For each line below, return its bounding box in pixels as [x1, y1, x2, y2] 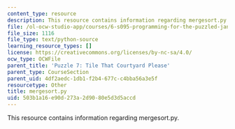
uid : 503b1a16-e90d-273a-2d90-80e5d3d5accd [7, 95, 136, 102]
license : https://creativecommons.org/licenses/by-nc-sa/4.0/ [7, 50, 192, 56]
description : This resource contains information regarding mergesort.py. [7, 17, 230, 24]
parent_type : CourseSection [7, 68, 90, 75]
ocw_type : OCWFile [7, 56, 61, 63]
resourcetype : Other [7, 82, 68, 89]
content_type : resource [7, 10, 77, 17]
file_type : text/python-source [7, 36, 99, 43]
